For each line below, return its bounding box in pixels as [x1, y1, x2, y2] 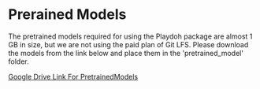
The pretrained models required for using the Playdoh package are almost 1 [8, 32, 253, 41]
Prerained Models [8, 6, 127, 24]
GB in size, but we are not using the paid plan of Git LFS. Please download [8, 39, 249, 49]
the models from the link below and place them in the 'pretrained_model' [8, 48, 244, 57]
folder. [8, 57, 29, 66]
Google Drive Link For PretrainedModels [8, 72, 139, 81]
